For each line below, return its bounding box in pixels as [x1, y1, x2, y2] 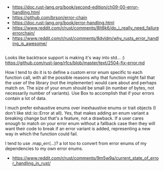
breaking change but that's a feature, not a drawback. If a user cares [5, 115, 144, 122]
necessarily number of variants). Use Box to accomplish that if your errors [5, 90, 155, 96]
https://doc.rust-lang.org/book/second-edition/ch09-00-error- [12, 4, 139, 10]
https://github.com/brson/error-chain [12, 15, 87, 20]
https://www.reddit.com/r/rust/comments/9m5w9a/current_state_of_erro [12, 155, 159, 161]
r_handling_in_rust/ [12, 160, 51, 166]
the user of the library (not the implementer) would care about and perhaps [5, 80, 157, 86]
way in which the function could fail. [5, 131, 78, 137]
